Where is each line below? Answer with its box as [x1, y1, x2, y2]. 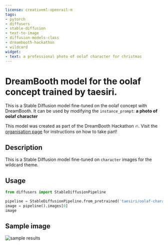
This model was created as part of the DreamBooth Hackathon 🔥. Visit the [5, 123, 158, 129]
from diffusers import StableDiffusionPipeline [5, 189, 106, 194]
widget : [5, 49, 21, 54]
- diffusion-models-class [5, 36, 59, 41]
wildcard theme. [5, 162, 38, 168]
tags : [5, 12, 16, 17]
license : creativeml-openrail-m [5, 7, 72, 13]
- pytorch [5, 17, 26, 22]
